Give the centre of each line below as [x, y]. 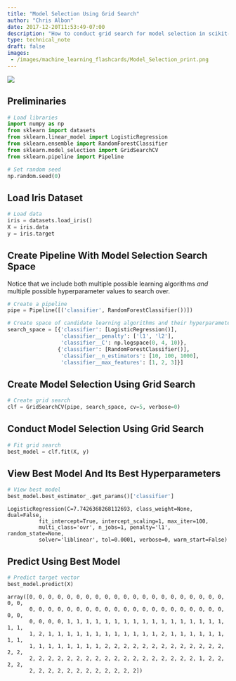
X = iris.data [28, 227]
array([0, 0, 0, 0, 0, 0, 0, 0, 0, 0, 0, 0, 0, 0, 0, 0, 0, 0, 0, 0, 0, [116, 597]
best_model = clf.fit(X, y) [48, 452]
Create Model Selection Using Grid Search [101, 384]
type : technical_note [39, 40]
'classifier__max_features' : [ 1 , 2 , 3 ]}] [122, 362]
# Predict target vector [44, 578]
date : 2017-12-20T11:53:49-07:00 [56, 27]
